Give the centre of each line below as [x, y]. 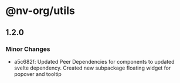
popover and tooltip [38, 74]
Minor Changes [28, 49]
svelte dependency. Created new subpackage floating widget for [92, 68]
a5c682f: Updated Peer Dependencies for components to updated [94, 61]
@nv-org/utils [40, 11]
